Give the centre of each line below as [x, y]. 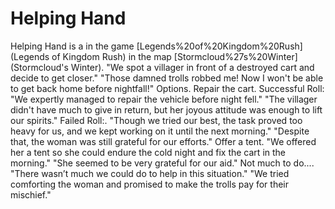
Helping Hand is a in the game [72, 46]
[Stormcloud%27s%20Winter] [235, 56]
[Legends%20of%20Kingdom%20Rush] [219, 46]
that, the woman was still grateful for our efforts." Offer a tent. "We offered [163, 141]
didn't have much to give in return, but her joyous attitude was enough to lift [166, 109]
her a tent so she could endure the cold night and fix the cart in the [148, 152]
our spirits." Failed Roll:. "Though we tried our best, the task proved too [156, 120]
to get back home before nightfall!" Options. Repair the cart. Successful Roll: [167, 88]
